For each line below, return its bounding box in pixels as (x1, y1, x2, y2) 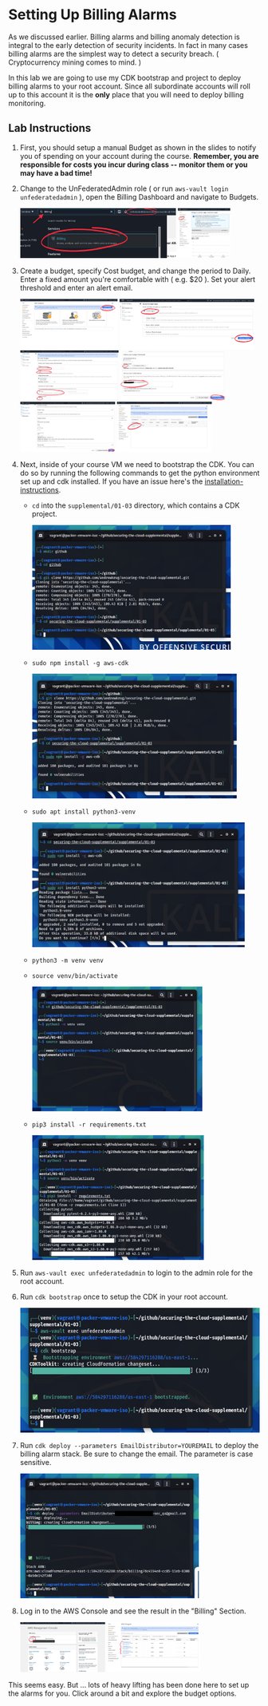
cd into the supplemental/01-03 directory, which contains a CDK (31, 501, 240, 510)
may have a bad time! (19, 168, 93, 177)
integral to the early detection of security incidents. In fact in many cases (8, 40, 249, 49)
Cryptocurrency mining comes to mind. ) (8, 57, 142, 67)
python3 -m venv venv (31, 956, 104, 964)
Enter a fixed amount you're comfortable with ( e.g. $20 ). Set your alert (19, 274, 256, 284)
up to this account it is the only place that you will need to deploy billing (8, 89, 245, 99)
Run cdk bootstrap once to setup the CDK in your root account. (19, 1292, 229, 1301)
